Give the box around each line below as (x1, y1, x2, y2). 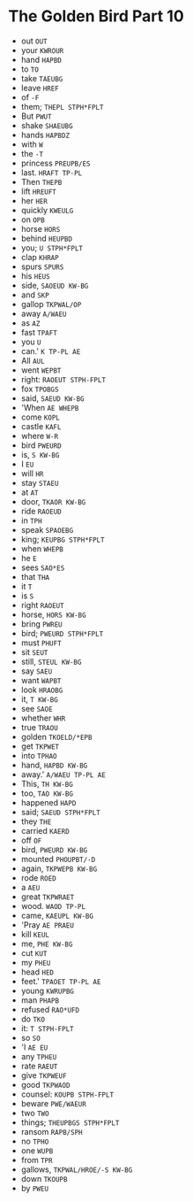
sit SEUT (20, 646, 48, 657)
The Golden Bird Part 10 (8, 6, 184, 27)
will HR (20, 467, 44, 479)
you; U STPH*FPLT (20, 242, 83, 253)
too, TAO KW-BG (20, 788, 74, 798)
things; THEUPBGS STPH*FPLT (20, 1117, 120, 1128)
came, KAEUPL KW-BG (20, 910, 94, 921)
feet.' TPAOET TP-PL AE (20, 975, 101, 986)
